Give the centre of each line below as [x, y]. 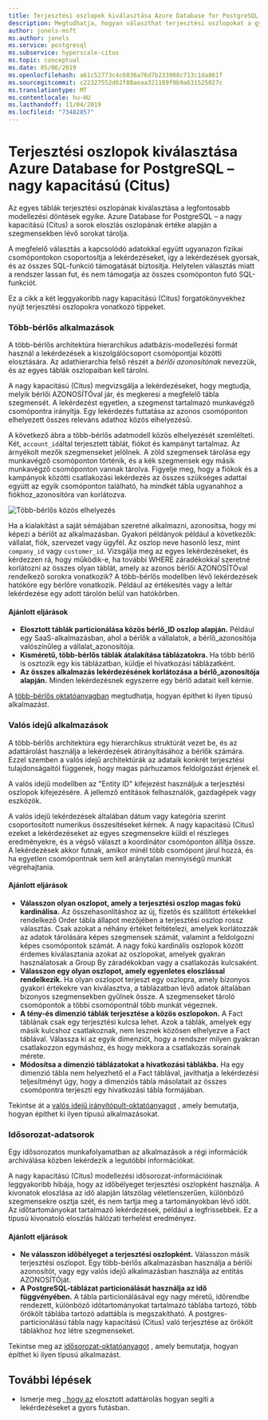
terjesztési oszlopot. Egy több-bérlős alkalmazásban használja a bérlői [136, 1263]
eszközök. [25, 801]
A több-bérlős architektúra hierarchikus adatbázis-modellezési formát [123, 345]
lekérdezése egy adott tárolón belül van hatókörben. [94, 594]
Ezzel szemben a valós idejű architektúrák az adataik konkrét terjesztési [126, 759]
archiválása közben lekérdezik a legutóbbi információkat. [102, 1160]
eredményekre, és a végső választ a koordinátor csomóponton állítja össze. [132, 841]
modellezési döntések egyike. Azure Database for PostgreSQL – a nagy [125, 216]
